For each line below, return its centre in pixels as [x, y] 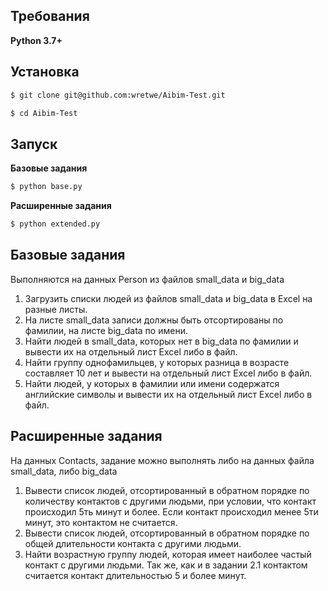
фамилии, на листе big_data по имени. [106, 330]
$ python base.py [46, 187]
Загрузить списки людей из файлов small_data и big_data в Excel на [168, 298]
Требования [50, 16]
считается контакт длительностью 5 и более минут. [135, 575]
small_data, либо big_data [64, 471]
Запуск [34, 144]
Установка [45, 72]
